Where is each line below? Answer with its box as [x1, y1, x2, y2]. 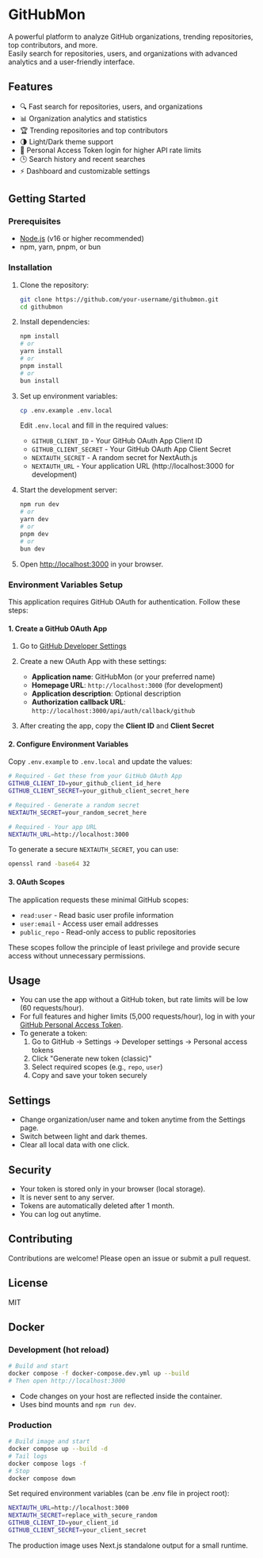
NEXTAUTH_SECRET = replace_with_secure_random [8, 1511, 158, 1520]
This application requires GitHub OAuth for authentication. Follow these [8, 597, 241, 606]
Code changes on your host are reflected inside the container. [19, 1391, 223, 1401]
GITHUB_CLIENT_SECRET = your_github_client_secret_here [8, 787, 190, 795]
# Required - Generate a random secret [8, 801, 140, 809]
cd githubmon [19, 303, 63, 311]
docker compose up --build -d [8, 1445, 109, 1453]
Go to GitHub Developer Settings [19, 641, 127, 651]
